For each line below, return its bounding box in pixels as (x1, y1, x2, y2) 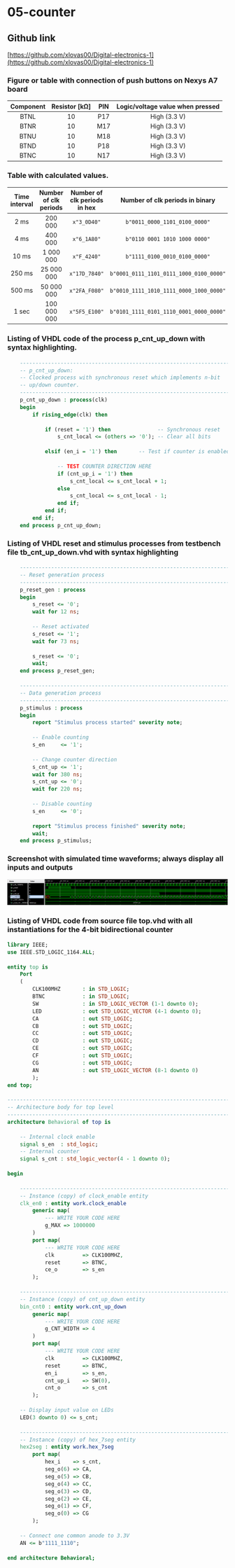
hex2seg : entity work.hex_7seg (20, 1443, 114, 1450)
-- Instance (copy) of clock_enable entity (20, 1192, 149, 1200)
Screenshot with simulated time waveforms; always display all (7, 854, 224, 863)
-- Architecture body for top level (7, 1104, 114, 1111)
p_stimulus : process (20, 705, 83, 712)
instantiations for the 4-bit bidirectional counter (7, 924, 173, 934)
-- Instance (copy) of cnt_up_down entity (20, 1296, 145, 1303)
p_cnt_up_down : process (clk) (20, 396, 108, 403)
